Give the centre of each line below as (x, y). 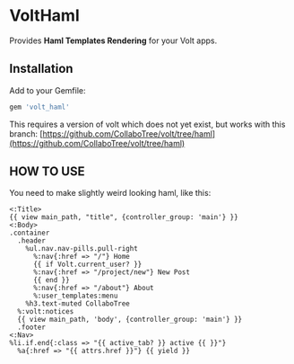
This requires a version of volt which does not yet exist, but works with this (147, 124)
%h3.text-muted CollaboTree (78, 304)
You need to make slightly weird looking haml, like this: (110, 193)
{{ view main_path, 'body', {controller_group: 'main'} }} (130, 320)
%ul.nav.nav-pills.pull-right (82, 249)
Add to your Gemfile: (48, 90)
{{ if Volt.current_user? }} (87, 265)
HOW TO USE (47, 172)
